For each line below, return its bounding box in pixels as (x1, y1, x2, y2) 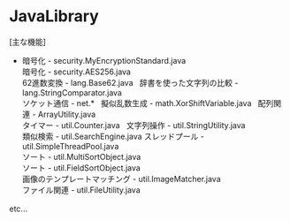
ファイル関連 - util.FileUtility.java (21, 184, 141, 195)
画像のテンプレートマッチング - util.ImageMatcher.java (21, 173, 221, 184)
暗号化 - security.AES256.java (21, 66, 131, 77)
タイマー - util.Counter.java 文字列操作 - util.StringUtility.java (21, 119, 246, 130)
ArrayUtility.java (38, 109, 96, 119)
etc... (9, 203, 28, 214)
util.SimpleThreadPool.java (21, 141, 119, 151)
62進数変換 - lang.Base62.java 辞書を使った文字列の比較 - (21, 77, 239, 88)
